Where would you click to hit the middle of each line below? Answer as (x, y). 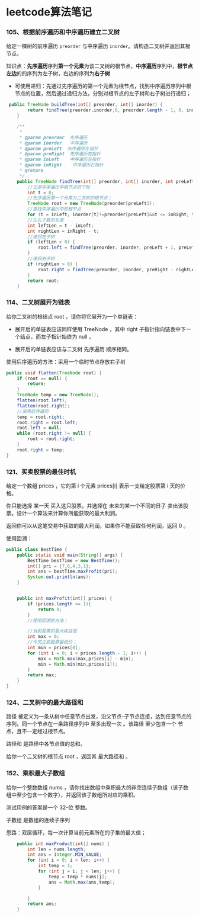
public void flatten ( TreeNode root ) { (54, 373)
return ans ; (42, 904)
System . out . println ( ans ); (60, 577)
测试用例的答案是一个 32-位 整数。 (48, 807)
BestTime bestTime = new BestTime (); (74, 560)
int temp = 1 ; (55, 866)
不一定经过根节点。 (45, 731)
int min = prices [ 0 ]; (54, 648)
